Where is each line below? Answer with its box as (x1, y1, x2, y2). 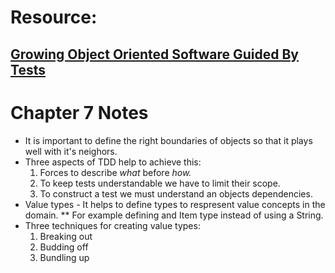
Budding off (39, 241, 89, 253)
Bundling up (39, 251, 90, 263)
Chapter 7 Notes (10, 101, 149, 124)
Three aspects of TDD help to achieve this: (24, 156, 202, 168)
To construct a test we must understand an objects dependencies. (39, 187, 313, 200)
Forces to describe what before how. (39, 166, 192, 178)
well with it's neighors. (24, 145, 118, 157)
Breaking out (39, 230, 93, 242)
